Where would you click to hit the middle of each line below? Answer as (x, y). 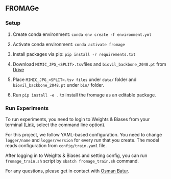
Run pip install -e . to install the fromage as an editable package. (84, 95)
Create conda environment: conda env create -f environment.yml (82, 34)
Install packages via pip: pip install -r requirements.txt (74, 54)
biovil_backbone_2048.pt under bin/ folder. (58, 85)
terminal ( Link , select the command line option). (55, 125)
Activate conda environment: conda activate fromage (69, 44)
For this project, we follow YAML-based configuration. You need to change (84, 134)
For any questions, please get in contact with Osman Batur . (67, 171)
